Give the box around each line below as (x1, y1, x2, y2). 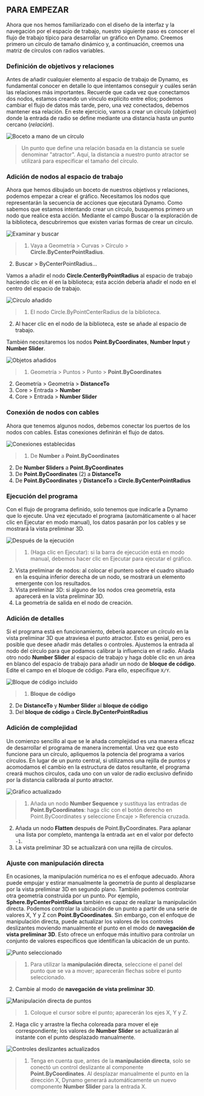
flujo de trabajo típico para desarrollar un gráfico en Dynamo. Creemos (6, 33, 183, 41)
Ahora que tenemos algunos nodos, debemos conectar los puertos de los (6, 422, 191, 429)
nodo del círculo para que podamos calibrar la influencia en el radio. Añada (6, 647, 194, 655)
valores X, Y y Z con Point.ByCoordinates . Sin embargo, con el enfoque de (6, 911, 195, 919)
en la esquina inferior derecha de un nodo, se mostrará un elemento (15, 573, 186, 580)
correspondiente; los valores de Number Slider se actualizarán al (15, 1027, 179, 1034)
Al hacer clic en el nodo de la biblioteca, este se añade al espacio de (15, 320, 187, 327)
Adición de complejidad (6, 724, 78, 732)
